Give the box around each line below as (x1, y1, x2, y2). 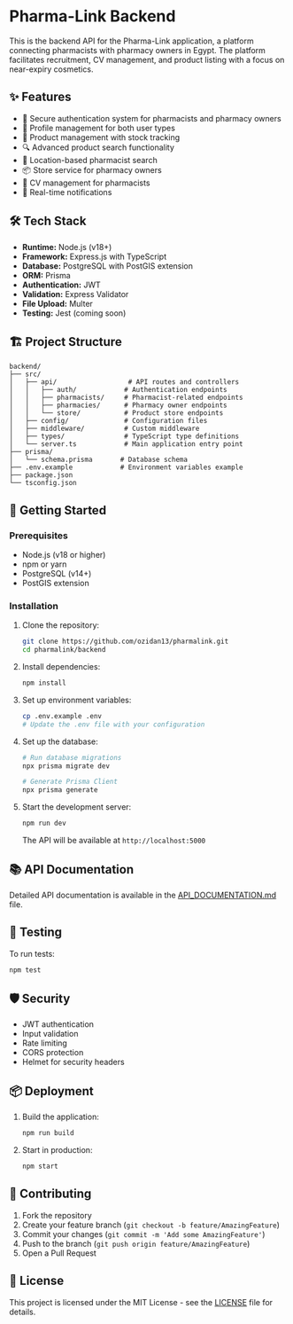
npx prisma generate (21, 786, 98, 795)
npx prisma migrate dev (21, 761, 111, 771)
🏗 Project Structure (9, 334, 122, 349)
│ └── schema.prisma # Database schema (9, 455, 189, 465)
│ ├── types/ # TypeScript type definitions (9, 432, 240, 441)
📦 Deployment (9, 1084, 95, 1099)
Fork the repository (21, 1210, 93, 1220)
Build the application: (21, 1111, 99, 1123)
